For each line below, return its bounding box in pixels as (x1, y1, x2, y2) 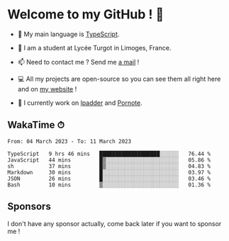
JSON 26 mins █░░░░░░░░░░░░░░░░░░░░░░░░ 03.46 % (7, 175, 211, 182)
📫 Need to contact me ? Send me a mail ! (17, 57, 140, 66)
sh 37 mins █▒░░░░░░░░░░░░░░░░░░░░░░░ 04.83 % (7, 162, 211, 169)
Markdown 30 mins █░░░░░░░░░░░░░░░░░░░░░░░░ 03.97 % (7, 169, 211, 176)
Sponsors (7, 201, 51, 213)
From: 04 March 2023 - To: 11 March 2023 (7, 138, 132, 145)
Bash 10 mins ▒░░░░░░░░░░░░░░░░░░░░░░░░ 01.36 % (7, 181, 211, 189)
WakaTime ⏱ (7, 119, 65, 131)
